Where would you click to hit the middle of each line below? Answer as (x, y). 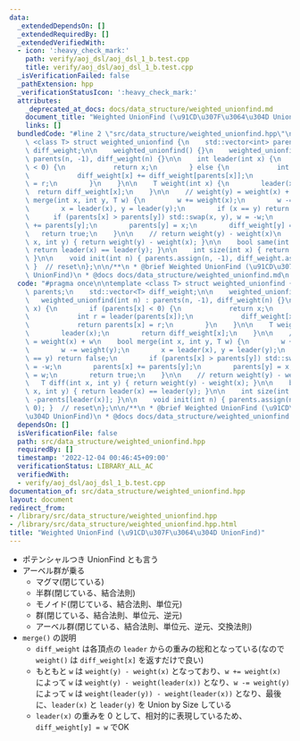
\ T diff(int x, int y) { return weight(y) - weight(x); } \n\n (150, 383)
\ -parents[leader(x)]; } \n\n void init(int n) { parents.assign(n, (161, 400)
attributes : (40, 101)
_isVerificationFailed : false (73, 76)
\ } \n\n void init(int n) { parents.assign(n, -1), (129, 259)
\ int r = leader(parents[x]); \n (109, 317)
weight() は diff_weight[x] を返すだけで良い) (120, 660)
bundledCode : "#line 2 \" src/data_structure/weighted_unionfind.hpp (147, 134)
